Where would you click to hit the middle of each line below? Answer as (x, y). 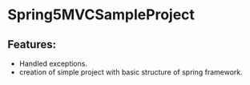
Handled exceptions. (53, 63)
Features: (32, 45)
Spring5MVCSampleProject (101, 15)
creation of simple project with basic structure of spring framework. (131, 72)
